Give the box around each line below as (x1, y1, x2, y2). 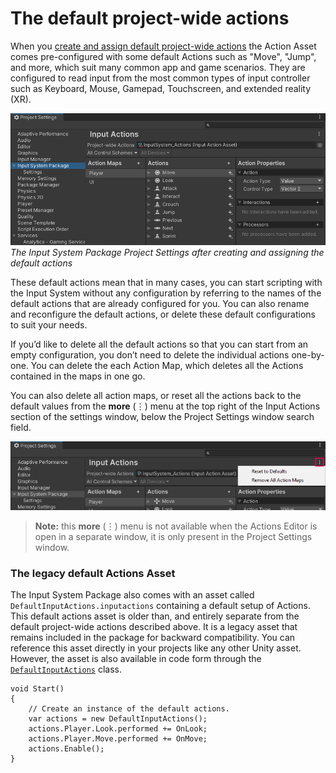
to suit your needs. (10, 319, 88, 331)
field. (10, 422, 32, 434)
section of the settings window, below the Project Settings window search (10, 411, 315, 423)
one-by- (291, 349, 325, 361)
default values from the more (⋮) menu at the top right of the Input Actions (10, 400, 321, 412)
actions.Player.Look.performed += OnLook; (28, 724, 208, 734)
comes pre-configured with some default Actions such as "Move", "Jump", (10, 50, 317, 62)
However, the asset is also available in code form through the (10, 653, 262, 665)
